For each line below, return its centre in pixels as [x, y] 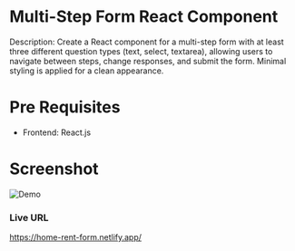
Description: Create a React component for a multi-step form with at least [147, 42]
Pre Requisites [65, 107]
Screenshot [54, 169]
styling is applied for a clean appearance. [87, 71]
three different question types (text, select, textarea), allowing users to [141, 51]
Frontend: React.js [57, 132]
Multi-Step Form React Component [144, 17]
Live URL [29, 217]
